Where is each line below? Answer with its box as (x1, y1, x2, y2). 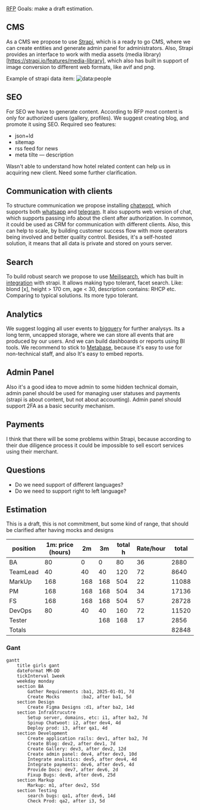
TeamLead (9, 568, 39, 576)
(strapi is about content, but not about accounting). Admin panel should (6, 396, 182, 403)
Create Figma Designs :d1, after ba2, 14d (27, 704, 135, 710)
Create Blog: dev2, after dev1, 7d (27, 740, 116, 746)
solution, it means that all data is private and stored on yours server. (6, 240, 173, 247)
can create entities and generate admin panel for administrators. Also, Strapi (6, 44, 193, 51)
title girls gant (17, 662, 60, 668)
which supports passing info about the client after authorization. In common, (6, 214, 193, 222)
